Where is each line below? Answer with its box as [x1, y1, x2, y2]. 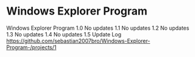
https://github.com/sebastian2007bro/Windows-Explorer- [6, 37, 150, 44]
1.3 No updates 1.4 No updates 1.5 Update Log [6, 30, 122, 38]
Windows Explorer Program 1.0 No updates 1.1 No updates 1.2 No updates [6, 24, 190, 32]
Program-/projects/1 [6, 44, 56, 51]
